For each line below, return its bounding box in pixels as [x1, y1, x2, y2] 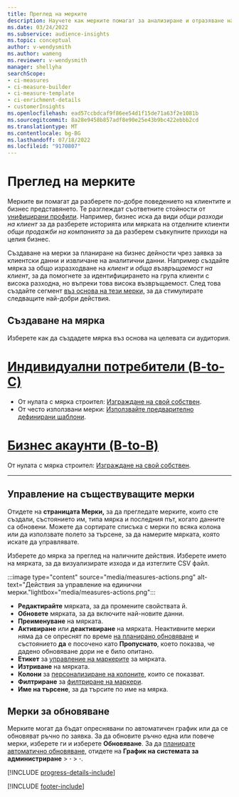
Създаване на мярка [7, 315, 105, 327]
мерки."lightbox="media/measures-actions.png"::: [7, 588, 156, 596]
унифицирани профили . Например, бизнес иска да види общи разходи [7, 212, 223, 221]
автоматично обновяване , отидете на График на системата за [7, 747, 199, 756]
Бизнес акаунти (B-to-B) [7, 437, 159, 453]
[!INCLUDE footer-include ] [7, 782, 85, 791]
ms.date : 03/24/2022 [7, 24, 69, 31]
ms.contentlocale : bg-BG [7, 130, 81, 137]
